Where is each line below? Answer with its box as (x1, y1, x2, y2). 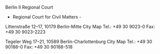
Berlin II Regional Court (5, 4, 54, 10)
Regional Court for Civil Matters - (12, 14, 82, 19)
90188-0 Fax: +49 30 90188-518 (5, 44, 73, 49)
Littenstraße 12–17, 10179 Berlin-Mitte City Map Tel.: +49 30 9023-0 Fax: (5, 23, 155, 29)
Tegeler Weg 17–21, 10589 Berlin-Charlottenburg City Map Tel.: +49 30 (5, 38, 152, 44)
